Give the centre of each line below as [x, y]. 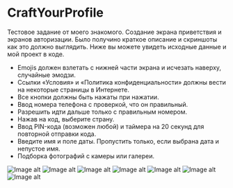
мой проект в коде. [36, 54]
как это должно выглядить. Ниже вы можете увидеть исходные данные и [117, 46]
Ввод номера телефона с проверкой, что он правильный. [103, 104]
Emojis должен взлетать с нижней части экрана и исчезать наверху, [119, 67]
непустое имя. [39, 148]
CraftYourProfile [56, 13]
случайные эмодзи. [47, 75]
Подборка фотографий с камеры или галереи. [86, 156]
